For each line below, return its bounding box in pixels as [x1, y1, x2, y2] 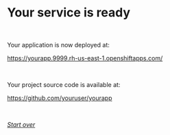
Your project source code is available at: [7, 80, 121, 88]
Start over [7, 120, 36, 128]
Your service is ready [7, 5, 131, 21]
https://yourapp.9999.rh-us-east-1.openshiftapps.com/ [7, 53, 163, 62]
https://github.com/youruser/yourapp [7, 94, 112, 102]
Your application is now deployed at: [7, 40, 110, 49]
